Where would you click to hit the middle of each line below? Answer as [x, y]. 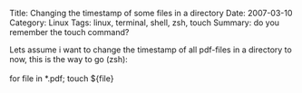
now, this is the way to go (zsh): [69, 59]
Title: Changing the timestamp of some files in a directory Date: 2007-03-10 [151, 13]
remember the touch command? [69, 32]
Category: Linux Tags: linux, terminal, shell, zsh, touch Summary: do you [144, 23]
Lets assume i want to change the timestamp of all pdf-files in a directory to [151, 50]
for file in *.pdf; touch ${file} [62, 79]
